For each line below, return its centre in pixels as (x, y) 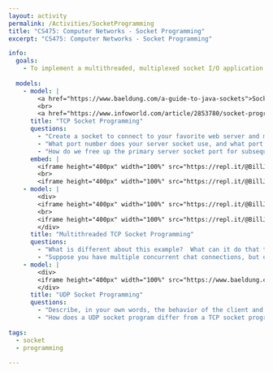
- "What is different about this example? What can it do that (149, 250)
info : (17, 54)
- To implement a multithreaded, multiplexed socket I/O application (143, 69)
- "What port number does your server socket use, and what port (151, 144)
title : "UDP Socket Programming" (87, 295)
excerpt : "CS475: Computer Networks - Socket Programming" (110, 39)
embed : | (45, 159)
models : (29, 83)
